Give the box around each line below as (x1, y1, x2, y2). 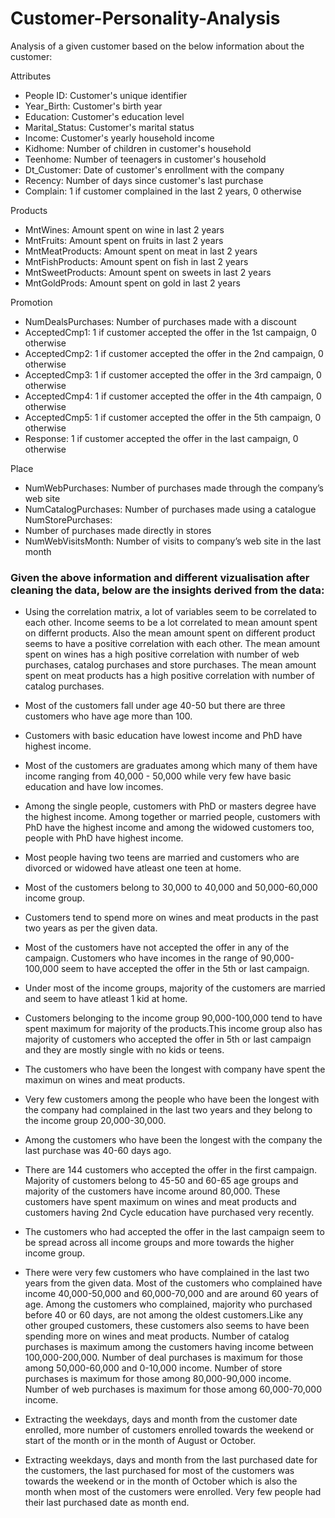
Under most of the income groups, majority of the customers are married (24, 982, 326, 994)
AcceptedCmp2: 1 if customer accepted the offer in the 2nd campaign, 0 (24, 347, 324, 359)
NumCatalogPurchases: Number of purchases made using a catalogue (24, 503, 317, 515)
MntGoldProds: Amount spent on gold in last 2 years (24, 277, 241, 289)
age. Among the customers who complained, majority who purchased (24, 1298, 313, 1311)
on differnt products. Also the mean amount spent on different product (24, 627, 316, 639)
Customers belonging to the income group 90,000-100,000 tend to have (24, 1012, 323, 1024)
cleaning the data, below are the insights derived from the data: (10, 583, 325, 597)
